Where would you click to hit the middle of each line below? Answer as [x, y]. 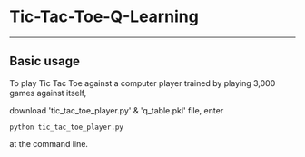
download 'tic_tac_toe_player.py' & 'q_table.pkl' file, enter [117, 110]
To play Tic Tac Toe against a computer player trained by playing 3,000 [143, 83]
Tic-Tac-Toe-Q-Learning [104, 17]
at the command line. [49, 143]
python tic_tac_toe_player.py [67, 127]
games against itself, [48, 93]
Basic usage [44, 61]
